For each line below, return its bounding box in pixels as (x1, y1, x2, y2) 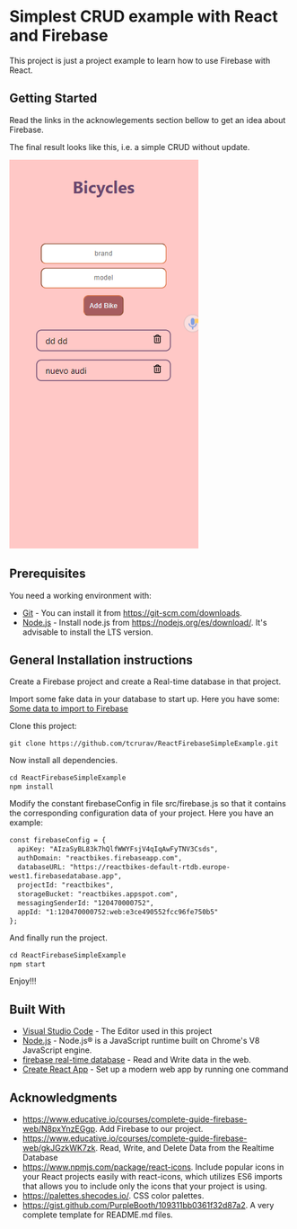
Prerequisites (9, 566, 86, 582)
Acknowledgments (9, 1090, 118, 1105)
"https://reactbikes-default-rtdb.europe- (69, 863, 231, 872)
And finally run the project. (9, 932, 108, 943)
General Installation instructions (9, 652, 193, 667)
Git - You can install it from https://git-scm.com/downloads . (22, 607, 242, 618)
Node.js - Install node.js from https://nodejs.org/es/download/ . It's (22, 617, 267, 628)
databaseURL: (17, 863, 66, 872)
